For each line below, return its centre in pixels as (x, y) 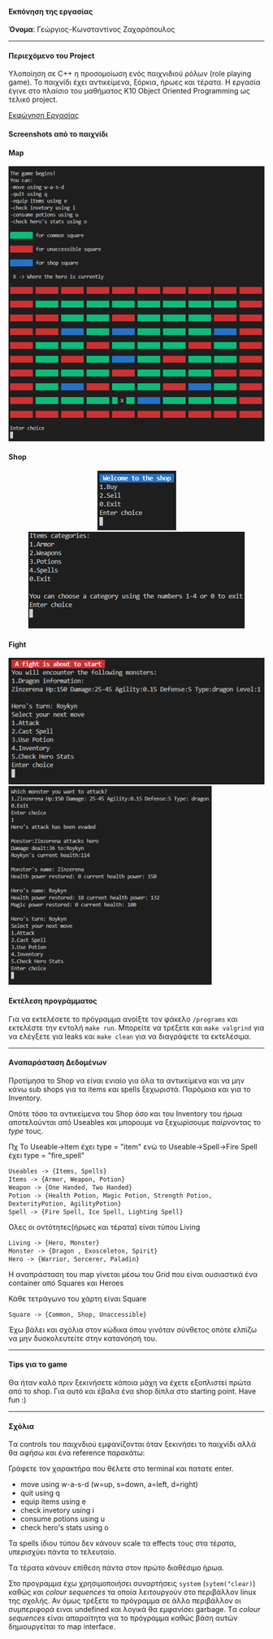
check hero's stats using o (64, 1528)
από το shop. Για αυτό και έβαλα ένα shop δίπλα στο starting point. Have (132, 1391)
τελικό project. (33, 100)
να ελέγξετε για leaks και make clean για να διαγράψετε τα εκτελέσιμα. (130, 1036)
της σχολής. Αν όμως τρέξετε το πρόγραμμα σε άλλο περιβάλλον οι (125, 1601)
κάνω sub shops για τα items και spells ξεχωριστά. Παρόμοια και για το (130, 1089)
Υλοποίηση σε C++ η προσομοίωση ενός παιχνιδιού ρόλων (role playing (130, 74)
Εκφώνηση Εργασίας (44, 116)
